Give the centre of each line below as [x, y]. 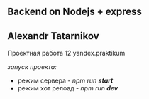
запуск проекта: [32, 67]
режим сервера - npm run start [65, 80]
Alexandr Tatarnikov [53, 36]
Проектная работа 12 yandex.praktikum [66, 53]
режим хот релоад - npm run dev [68, 88]
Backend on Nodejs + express [74, 12]
